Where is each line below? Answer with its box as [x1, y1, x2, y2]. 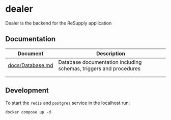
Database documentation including [58, 58, 142, 65]
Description [96, 50, 126, 57]
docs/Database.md [8, 62, 53, 69]
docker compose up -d [5, 109, 51, 115]
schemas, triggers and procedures [58, 65, 141, 72]
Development [5, 86, 49, 95]
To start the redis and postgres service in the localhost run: [5, 100, 130, 106]
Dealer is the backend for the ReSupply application [5, 20, 112, 26]
